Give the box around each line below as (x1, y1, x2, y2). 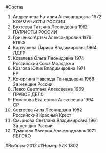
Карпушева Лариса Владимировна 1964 (12, 45, 97, 50)
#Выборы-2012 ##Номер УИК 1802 (5, 143, 79, 148)
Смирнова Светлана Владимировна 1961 (12, 117, 98, 123)
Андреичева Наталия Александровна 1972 (12, 14, 102, 19)
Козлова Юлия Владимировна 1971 (12, 66, 85, 71)
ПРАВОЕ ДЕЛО (12, 91, 44, 97)
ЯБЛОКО (12, 133, 31, 139)
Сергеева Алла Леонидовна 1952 (12, 107, 82, 113)
